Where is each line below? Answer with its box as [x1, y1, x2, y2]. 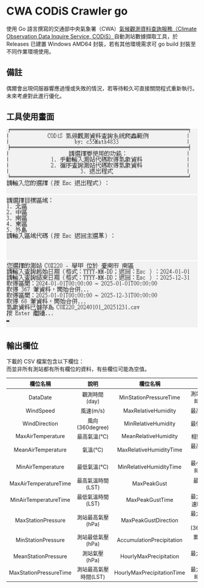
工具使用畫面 [6, 112, 55, 122]
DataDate [28, 393, 52, 401]
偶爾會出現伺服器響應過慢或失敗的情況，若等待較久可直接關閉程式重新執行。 [6, 84, 198, 92]
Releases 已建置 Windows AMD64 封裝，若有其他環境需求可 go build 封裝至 [6, 40, 196, 47]
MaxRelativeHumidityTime [117, 446, 183, 453]
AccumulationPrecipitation [117, 536, 183, 544]
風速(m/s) [81, 407, 105, 414]
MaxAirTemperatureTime [9, 479, 72, 487]
